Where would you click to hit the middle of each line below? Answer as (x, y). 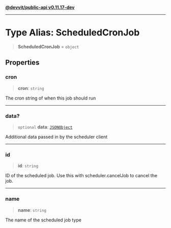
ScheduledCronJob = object (48, 46)
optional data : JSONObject (45, 127)
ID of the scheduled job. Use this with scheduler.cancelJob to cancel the (81, 176)
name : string (32, 210)
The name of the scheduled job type (43, 220)
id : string (28, 166)
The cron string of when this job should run (51, 98)
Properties (22, 63)
